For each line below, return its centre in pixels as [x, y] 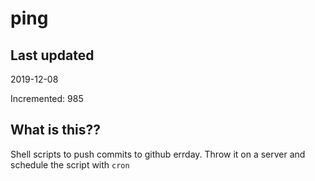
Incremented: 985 [47, 98]
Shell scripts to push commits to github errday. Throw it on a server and [158, 154]
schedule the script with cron [70, 164]
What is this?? [55, 130]
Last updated [52, 55]
